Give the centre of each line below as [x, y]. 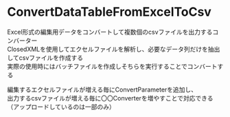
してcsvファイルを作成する [45, 57]
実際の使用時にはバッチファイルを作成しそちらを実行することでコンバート [112, 66]
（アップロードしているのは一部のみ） [61, 107]
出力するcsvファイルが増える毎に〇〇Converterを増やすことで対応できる [110, 98]
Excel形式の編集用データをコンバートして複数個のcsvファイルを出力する [110, 32]
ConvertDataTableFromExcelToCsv [109, 12]
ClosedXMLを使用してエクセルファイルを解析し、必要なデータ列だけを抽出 [114, 49]
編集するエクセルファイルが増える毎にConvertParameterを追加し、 [102, 89]
